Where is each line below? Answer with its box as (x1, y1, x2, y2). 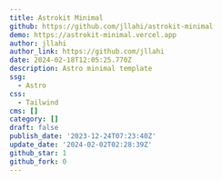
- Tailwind (17, 97, 59, 107)
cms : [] (9, 106, 39, 115)
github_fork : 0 (9, 156, 67, 166)
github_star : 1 (9, 148, 67, 157)
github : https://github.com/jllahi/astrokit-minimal (9, 22, 214, 31)
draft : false (9, 124, 59, 133)
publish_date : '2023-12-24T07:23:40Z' (9, 132, 156, 141)
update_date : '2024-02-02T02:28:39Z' (9, 140, 153, 149)
